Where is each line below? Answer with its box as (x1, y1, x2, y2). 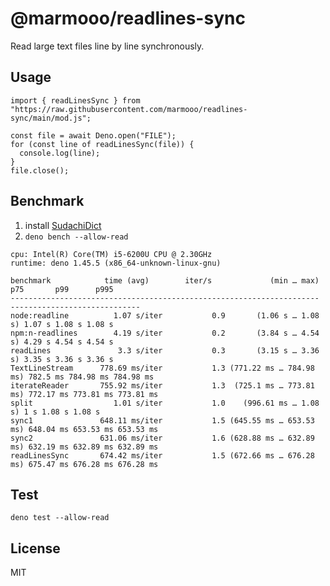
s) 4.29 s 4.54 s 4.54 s (10, 337, 114, 347)
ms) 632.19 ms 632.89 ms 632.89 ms (10, 442, 159, 452)
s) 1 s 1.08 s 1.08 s (10, 407, 101, 417)
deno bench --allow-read (24, 232, 129, 242)
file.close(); (10, 165, 70, 176)
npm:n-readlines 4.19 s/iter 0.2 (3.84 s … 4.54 (10, 328, 320, 338)
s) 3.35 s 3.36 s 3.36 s (10, 354, 114, 364)
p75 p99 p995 (10, 284, 114, 294)
